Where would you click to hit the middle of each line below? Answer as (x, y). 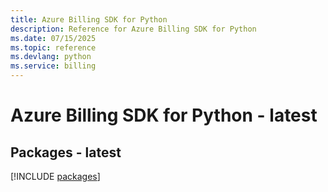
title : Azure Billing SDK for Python (89, 19)
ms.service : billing (53, 66)
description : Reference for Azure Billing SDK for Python (133, 29)
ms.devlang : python (51, 57)
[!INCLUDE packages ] (55, 176)
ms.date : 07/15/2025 (53, 38)
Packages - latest (66, 152)
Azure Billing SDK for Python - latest (164, 115)
